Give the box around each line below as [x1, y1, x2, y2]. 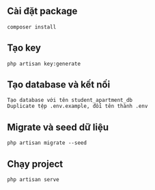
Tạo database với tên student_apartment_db [7, 97, 133, 104]
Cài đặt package [7, 5, 78, 17]
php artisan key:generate [7, 60, 81, 67]
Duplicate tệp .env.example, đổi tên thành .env [7, 103, 148, 110]
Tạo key [7, 42, 42, 54]
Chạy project [7, 158, 64, 169]
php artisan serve [7, 176, 59, 183]
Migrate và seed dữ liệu [7, 121, 109, 133]
